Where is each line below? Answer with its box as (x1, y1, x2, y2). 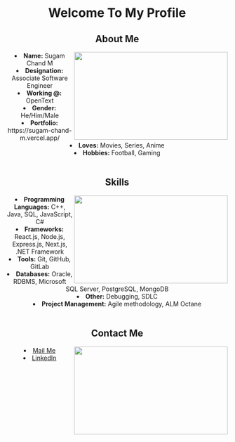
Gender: (32, 104, 57, 112)
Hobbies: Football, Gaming (82, 149, 161, 157)
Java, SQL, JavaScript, (6, 209, 73, 219)
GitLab (30, 262, 50, 271)
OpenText (25, 96, 54, 105)
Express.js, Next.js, (12, 240, 68, 248)
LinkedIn (32, 353, 57, 362)
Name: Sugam (23, 51, 65, 60)
